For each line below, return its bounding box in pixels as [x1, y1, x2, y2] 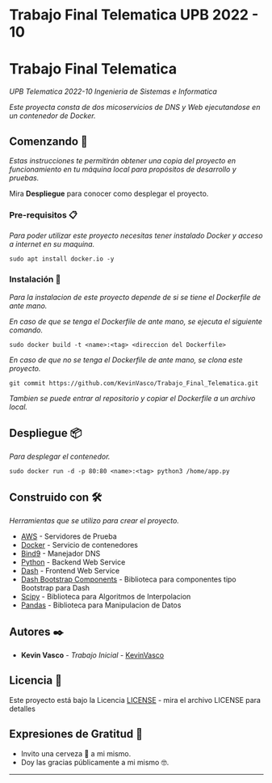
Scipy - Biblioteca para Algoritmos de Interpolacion [20, 592, 191, 602]
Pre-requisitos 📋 [9, 209, 77, 220]
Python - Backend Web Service [20, 557, 126, 567]
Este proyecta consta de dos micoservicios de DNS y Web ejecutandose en [9, 103, 261, 112]
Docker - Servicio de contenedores [20, 540, 138, 550]
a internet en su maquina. [9, 239, 95, 249]
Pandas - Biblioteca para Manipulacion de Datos [20, 600, 182, 610]
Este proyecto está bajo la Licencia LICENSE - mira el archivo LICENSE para [9, 695, 262, 705]
